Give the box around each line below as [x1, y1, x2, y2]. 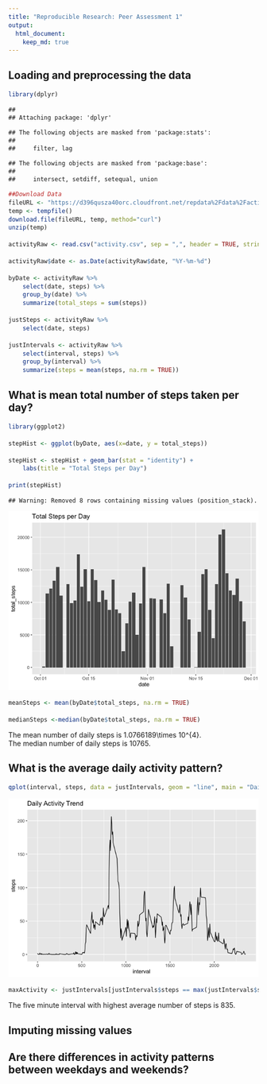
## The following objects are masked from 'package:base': [8, 159, 208, 167]
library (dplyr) [8, 91, 59, 99]
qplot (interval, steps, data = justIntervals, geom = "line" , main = [8, 784, 244, 792]
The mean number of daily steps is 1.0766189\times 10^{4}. [8, 730, 202, 739]
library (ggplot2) [8, 423, 66, 431]
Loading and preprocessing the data [8, 68, 192, 82]
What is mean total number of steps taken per [8, 388, 240, 401]
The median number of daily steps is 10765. [8, 738, 151, 748]
